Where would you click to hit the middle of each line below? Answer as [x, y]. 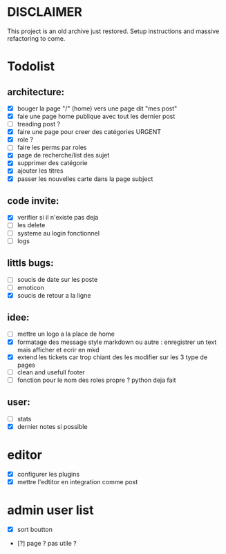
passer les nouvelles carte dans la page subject [85, 179]
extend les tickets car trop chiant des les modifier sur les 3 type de [112, 357]
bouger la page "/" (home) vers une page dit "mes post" [97, 108]
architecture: [36, 92]
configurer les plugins [48, 474]
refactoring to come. [36, 38]
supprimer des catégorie [52, 163]
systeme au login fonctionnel [58, 233]
